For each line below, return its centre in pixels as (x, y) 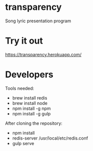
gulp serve (23, 143)
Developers (29, 75)
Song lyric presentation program (38, 21)
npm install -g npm (31, 108)
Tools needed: (20, 88)
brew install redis (30, 98)
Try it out (24, 41)
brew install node (30, 103)
